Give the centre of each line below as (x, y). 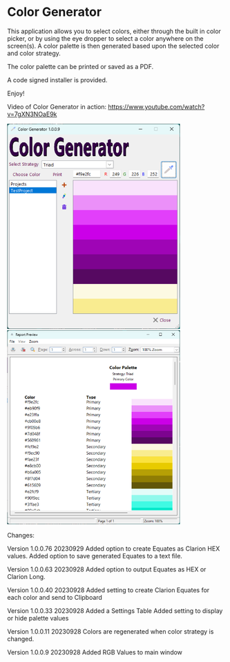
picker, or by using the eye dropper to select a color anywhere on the (105, 38)
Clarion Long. (27, 577)
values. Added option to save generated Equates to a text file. (95, 556)
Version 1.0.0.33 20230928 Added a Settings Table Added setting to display (115, 611)
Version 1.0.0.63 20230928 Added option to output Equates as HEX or (107, 569)
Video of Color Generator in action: (57, 106)
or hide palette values (38, 618)
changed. (21, 639)
